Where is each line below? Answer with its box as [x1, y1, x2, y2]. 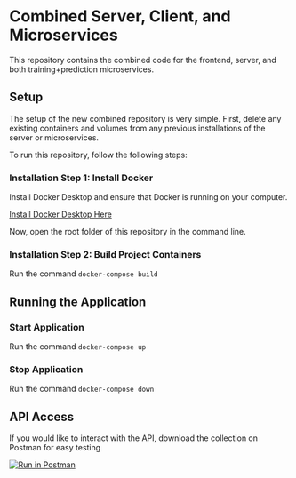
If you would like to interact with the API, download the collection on [9, 433, 259, 443]
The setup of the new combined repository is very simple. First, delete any [9, 113, 282, 123]
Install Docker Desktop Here [9, 209, 113, 219]
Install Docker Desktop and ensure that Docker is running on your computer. [9, 192, 288, 203]
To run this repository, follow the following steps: [9, 149, 188, 160]
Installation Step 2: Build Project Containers [9, 248, 202, 260]
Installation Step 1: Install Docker [9, 171, 154, 184]
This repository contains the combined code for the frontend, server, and [9, 54, 277, 65]
